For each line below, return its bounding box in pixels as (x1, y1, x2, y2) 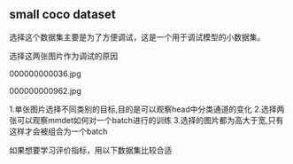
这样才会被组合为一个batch (9, 126, 108, 137)
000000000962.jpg (9, 85, 81, 96)
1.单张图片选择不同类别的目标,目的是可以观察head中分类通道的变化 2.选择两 (9, 104, 285, 114)
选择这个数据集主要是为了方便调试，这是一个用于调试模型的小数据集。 (9, 31, 266, 43)
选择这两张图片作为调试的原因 (9, 51, 118, 61)
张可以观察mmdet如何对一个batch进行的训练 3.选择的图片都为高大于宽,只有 (9, 114, 284, 125)
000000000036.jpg (9, 68, 81, 79)
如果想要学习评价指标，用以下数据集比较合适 (9, 144, 173, 155)
